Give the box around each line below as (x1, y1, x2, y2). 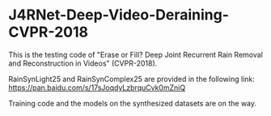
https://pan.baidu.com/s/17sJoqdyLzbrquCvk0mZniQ (8, 83, 186, 92)
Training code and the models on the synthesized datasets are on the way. (8, 98, 257, 108)
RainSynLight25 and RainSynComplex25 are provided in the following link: (8, 74, 255, 84)
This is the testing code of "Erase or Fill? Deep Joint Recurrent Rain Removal (8, 49, 263, 59)
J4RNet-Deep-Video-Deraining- (8, 6, 229, 24)
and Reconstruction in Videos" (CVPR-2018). (8, 58, 158, 68)
